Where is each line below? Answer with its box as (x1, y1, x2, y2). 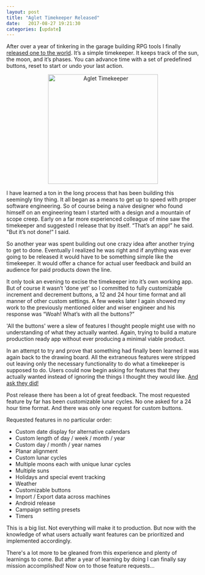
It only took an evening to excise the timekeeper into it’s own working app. (6, 278, 193, 285)
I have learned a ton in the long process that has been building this (6, 189, 174, 197)
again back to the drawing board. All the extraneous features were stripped (6, 354, 196, 361)
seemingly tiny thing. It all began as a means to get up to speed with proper (6, 196, 196, 203)
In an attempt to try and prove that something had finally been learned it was (6, 347, 199, 354)
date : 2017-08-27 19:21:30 (6, 20, 81, 26)
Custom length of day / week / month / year (15, 434, 125, 442)
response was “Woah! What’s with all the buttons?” (6, 310, 135, 318)
